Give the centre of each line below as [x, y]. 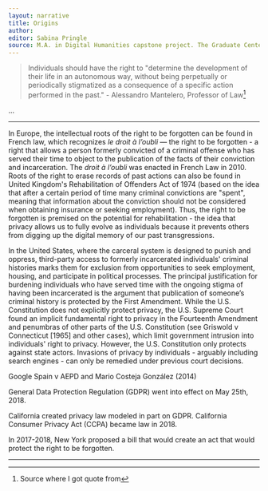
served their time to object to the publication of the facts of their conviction [132, 158]
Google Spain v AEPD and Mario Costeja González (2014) [102, 376]
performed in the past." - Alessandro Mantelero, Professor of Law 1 [137, 94]
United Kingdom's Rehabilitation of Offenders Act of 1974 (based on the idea [134, 184]
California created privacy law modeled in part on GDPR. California [118, 415]
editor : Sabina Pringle [48, 38]
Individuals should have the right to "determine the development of [138, 68]
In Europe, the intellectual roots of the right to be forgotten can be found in [131, 133]
